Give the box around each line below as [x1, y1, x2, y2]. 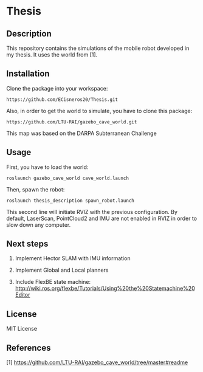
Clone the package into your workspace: [6, 84, 108, 92]
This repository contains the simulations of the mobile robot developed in [6, 44, 190, 52]
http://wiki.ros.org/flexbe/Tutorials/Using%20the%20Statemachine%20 [15, 284, 196, 292]
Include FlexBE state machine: [15, 278, 91, 286]
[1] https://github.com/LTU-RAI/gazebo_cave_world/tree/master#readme [6, 359, 188, 366]
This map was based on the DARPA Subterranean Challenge [6, 129, 157, 137]
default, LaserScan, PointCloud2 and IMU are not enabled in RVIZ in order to [6, 215, 198, 222]
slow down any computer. [6, 221, 71, 229]
